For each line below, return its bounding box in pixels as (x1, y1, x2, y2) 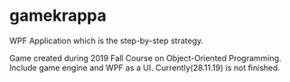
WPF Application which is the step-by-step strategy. (9, 35, 204, 46)
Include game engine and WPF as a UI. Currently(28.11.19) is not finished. (9, 62, 281, 73)
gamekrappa (9, 5, 107, 26)
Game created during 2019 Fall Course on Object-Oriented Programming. (9, 52, 282, 63)
